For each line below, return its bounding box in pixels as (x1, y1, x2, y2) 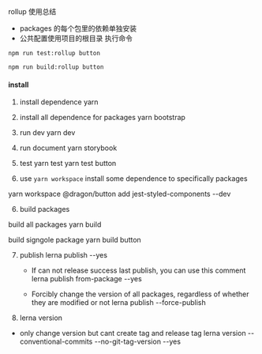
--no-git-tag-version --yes (94, 337, 182, 346)
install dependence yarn (19, 97, 99, 107)
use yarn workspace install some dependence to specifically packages (19, 174, 248, 183)
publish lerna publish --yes (19, 250, 108, 260)
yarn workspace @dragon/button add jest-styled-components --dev (8, 189, 231, 199)
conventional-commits (19, 337, 93, 346)
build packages (19, 205, 70, 214)
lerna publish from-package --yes (31, 274, 142, 284)
